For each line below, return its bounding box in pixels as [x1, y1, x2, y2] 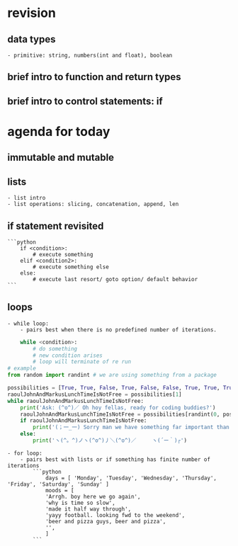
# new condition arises [33, 352, 103, 359]
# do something [33, 345, 78, 352]
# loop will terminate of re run [33, 358, 132, 365]
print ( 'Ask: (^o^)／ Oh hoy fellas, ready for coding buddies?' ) [20, 404, 216, 411]
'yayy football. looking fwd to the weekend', [45, 511, 186, 518]
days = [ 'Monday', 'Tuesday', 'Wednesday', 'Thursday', [45, 474, 217, 482]
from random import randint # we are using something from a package [7, 372, 217, 379]
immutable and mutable [7, 152, 115, 164]
